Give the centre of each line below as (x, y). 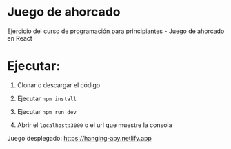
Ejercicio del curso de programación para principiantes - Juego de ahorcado (116, 31)
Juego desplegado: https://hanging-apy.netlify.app (79, 138)
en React (20, 38)
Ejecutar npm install (47, 98)
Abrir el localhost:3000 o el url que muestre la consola (94, 125)
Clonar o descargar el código (59, 85)
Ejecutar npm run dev (47, 111)
